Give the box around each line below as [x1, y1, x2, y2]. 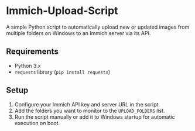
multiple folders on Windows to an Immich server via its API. [6, 29, 151, 36]
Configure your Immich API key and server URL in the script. [14, 101, 160, 108]
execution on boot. [14, 119, 60, 126]
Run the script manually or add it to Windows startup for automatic [14, 113, 176, 120]
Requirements [6, 47, 59, 57]
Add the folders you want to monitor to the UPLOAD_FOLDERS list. [14, 107, 165, 114]
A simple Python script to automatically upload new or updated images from [6, 23, 190, 30]
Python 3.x [14, 62, 41, 69]
